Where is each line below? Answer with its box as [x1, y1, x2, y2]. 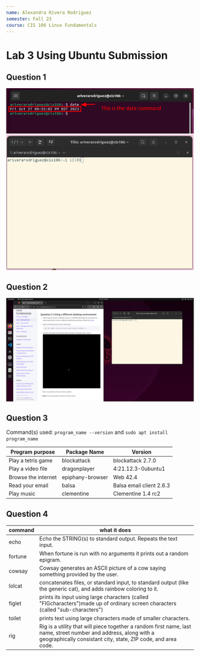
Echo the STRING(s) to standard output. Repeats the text [39, 535, 178, 542]
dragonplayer [61, 465, 95, 473]
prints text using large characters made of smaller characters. [39, 614, 190, 621]
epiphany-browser [61, 473, 108, 480]
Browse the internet [8, 473, 57, 480]
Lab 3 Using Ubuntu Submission [6, 48, 168, 62]
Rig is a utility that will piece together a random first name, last [39, 623, 192, 630]
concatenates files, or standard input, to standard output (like [39, 579, 189, 586]
